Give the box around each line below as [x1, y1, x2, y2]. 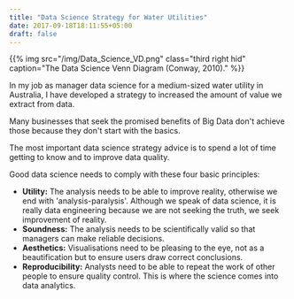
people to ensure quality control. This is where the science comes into [21, 271, 279, 281]
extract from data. [9, 99, 75, 110]
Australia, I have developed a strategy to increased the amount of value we [9, 89, 282, 100]
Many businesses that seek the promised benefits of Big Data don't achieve [9, 116, 285, 126]
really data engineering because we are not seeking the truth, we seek [21, 205, 280, 216]
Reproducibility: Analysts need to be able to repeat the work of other [21, 262, 276, 272]
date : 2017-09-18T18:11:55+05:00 [9, 21, 133, 30]
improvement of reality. [21, 214, 107, 226]
